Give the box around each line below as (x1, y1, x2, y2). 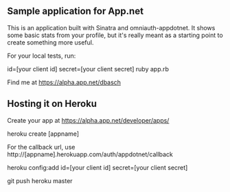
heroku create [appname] (7, 130, 80, 138)
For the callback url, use (7, 143, 76, 151)
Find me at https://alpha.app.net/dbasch (7, 78, 122, 86)
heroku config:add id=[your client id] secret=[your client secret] (7, 163, 188, 171)
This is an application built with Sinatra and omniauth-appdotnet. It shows (7, 23, 216, 32)
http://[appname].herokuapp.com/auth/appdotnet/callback (7, 150, 174, 158)
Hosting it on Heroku (7, 98, 97, 110)
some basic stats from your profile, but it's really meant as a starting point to (7, 31, 223, 39)
